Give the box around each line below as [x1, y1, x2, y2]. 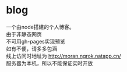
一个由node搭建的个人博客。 [6, 23, 75, 30]
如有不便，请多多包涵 [6, 45, 57, 52]
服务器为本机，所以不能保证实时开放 [6, 59, 93, 67]
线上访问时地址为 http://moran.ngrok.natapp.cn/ [6, 52, 121, 59]
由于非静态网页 [6, 30, 42, 38]
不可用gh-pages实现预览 [6, 38, 66, 45]
